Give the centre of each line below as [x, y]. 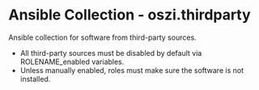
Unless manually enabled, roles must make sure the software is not [132, 70]
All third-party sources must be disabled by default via [111, 53]
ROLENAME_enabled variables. [72, 62]
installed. [35, 79]
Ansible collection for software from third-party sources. [102, 37]
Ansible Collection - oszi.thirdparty [129, 15]
